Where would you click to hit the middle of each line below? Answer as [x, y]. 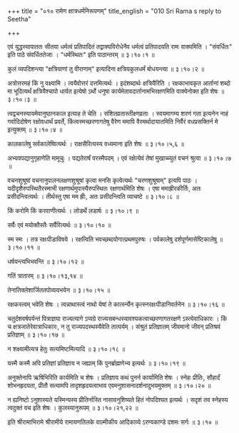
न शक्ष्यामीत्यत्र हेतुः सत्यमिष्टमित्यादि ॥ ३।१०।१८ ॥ [66, 349]
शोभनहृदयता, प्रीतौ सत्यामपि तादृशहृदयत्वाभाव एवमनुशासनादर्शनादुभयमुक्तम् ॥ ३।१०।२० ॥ [109, 386]
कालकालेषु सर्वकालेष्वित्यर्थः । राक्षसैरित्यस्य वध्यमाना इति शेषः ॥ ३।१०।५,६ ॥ [96, 144]
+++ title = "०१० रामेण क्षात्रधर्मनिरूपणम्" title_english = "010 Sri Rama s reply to [115, 11]
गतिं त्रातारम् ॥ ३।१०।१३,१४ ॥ [45, 276]
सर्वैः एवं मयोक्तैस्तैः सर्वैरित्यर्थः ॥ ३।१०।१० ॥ [59, 225]
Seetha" [19, 19]
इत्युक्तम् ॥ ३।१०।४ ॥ [35, 129]
